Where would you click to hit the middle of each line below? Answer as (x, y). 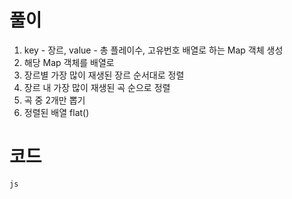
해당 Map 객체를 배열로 (69, 62)
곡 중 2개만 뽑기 (54, 100)
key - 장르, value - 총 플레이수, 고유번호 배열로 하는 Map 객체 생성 (153, 50)
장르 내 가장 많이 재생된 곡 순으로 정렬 (97, 87)
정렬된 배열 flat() (56, 112)
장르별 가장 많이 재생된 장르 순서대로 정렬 (104, 75)
